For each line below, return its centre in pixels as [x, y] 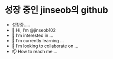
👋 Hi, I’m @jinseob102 [34, 30]
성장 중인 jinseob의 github [56, 10]
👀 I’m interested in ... [32, 35]
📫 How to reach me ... [34, 51]
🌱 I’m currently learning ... [38, 40]
